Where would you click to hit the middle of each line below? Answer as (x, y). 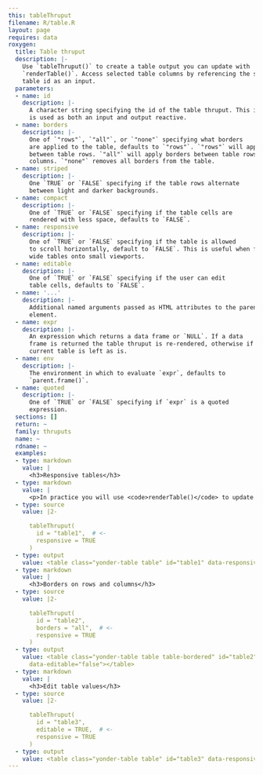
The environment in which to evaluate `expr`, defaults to (127, 373)
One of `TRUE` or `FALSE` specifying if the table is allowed (132, 242)
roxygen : (22, 45)
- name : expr (36, 322)
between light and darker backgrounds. (94, 190)
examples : (31, 453)
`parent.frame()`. (59, 380)
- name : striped (41, 169)
